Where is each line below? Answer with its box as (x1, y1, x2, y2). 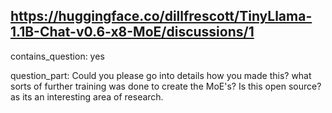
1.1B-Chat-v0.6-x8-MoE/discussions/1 (10, 24, 255, 41)
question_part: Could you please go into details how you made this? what (10, 69, 312, 81)
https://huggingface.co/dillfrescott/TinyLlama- (10, 8, 313, 25)
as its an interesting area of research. (10, 90, 164, 103)
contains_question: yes (10, 50, 105, 62)
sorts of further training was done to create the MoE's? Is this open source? (10, 80, 322, 92)
